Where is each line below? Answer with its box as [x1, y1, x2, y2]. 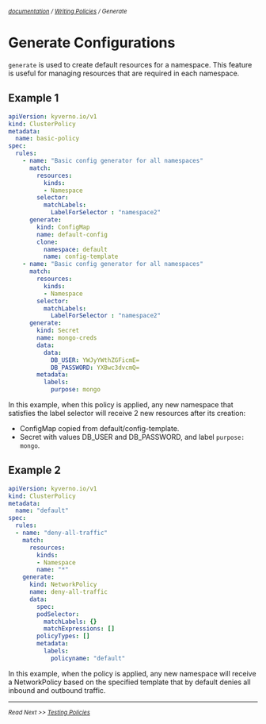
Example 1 [8, 91, 59, 105]
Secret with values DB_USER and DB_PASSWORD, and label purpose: [19, 433, 245, 441]
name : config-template [43, 252, 119, 261]
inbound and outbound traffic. [8, 685, 106, 695]
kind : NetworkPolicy [28, 580, 97, 589]
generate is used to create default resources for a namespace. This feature [8, 60, 253, 69]
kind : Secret [36, 326, 80, 335]
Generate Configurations [8, 34, 176, 52]
